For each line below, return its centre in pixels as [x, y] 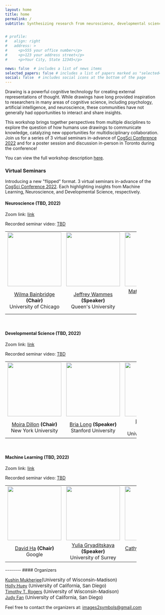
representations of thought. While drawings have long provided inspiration [80, 97]
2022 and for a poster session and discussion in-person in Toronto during [80, 143]
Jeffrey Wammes [93, 294]
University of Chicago [35, 306]
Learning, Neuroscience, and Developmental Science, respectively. [73, 192]
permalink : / [18, 19]
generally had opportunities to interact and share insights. [64, 113]
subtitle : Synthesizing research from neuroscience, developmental [76, 23]
